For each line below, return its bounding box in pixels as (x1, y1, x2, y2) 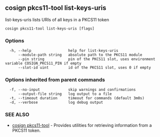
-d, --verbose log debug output (9, 100, 104, 105)
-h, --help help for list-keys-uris (9, 48, 119, 53)
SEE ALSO (5, 111, 30, 118)
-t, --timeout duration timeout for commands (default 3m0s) (9, 96, 145, 101)
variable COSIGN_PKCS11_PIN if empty (5, 61, 82, 66)
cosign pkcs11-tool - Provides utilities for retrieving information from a (12, 122, 152, 128)
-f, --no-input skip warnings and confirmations (9, 87, 136, 92)
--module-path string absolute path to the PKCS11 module (18, 53, 142, 58)
